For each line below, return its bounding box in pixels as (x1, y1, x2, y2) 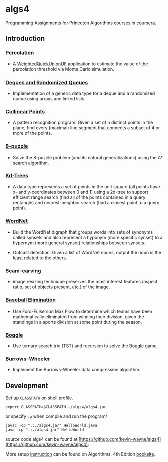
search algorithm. (12, 160, 49, 166)
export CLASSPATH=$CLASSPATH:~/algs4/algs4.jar (5, 405, 107, 410)
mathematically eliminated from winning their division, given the (12, 313, 144, 320)
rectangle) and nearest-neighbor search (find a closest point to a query (12, 199, 160, 205)
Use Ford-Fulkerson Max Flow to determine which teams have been (12, 308, 153, 314)
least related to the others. (12, 255, 67, 261)
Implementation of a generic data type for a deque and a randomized (12, 90, 155, 96)
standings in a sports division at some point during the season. (12, 319, 142, 325)
